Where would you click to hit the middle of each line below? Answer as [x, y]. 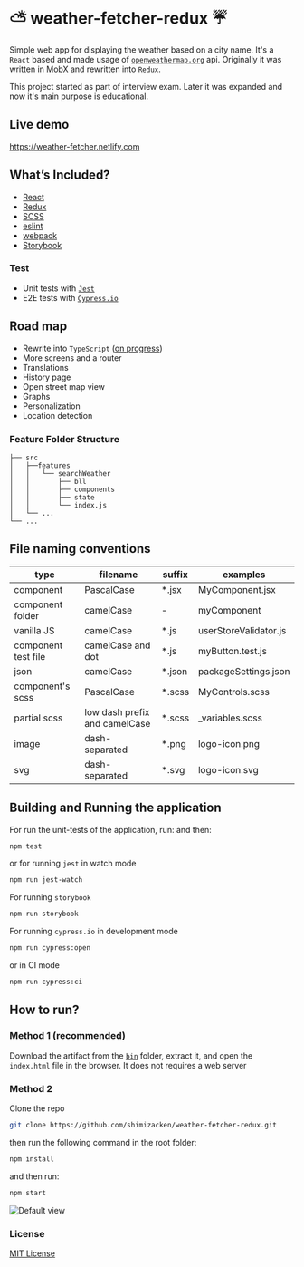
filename [119, 575]
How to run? [44, 1010]
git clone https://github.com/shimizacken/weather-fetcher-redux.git [143, 1125]
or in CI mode [35, 965]
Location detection [57, 415]
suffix [175, 575]
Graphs [36, 396]
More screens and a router [72, 358]
